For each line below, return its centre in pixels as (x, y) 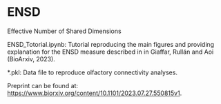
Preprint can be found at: (42, 85)
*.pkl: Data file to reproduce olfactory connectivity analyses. (93, 72)
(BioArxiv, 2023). (31, 59)
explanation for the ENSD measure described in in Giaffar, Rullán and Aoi (110, 52)
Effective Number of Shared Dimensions (65, 31)
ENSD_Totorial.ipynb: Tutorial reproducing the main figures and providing (111, 44)
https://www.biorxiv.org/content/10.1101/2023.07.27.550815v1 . (95, 93)
